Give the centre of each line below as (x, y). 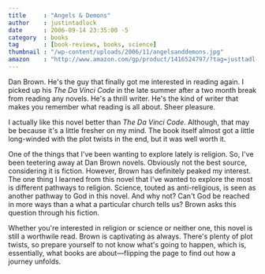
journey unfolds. (35, 261)
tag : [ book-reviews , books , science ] (82, 45)
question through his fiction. (54, 213)
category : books (38, 37)
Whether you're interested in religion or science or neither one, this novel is (131, 228)
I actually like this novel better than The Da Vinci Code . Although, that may (129, 122)
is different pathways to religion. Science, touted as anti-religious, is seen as (132, 187)
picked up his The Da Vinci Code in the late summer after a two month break (132, 90)
